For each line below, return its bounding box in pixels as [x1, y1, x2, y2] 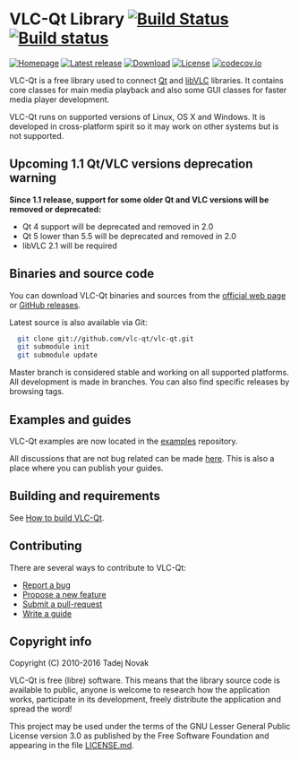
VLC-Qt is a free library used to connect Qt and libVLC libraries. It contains [9, 74, 284, 85]
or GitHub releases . [9, 299, 81, 310]
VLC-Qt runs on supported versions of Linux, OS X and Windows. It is [9, 111, 266, 122]
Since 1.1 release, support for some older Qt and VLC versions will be [9, 194, 269, 205]
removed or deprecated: [9, 203, 102, 214]
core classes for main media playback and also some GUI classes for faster [9, 84, 287, 95]
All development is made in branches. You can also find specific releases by [9, 376, 290, 387]
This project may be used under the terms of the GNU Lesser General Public [9, 721, 291, 732]
